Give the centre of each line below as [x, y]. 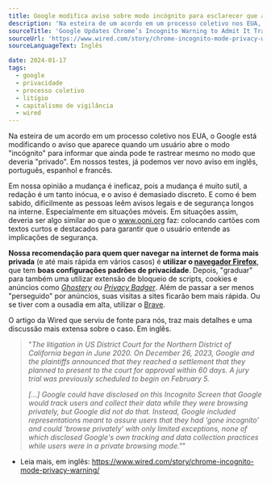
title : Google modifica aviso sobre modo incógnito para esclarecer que [133, 16]
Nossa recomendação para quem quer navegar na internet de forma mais [134, 253]
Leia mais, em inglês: [55, 462]
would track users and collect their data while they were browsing [138, 403]
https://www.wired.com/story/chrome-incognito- [173, 462]
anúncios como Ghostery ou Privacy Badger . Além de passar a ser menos [131, 288]
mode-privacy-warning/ [60, 470]
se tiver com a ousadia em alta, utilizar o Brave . [87, 304]
